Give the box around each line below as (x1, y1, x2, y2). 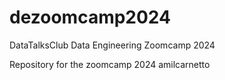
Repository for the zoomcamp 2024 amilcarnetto (9, 58, 211, 70)
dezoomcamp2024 (9, 6, 172, 29)
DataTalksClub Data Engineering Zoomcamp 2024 (9, 39, 216, 51)
